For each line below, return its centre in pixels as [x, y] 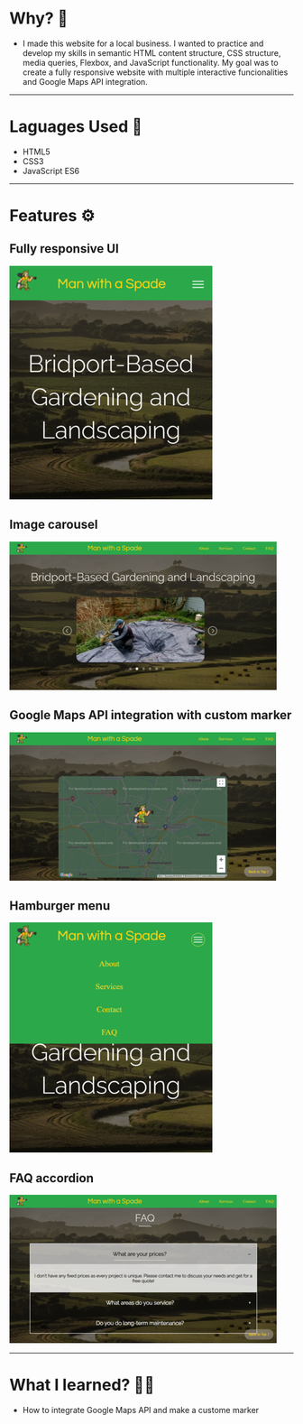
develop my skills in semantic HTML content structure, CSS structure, [151, 52]
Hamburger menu [60, 906]
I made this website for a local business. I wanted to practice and [143, 43]
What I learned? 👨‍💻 [82, 1385]
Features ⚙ [52, 216]
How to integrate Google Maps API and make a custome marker [141, 1410]
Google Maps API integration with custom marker [151, 715]
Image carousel [54, 525]
